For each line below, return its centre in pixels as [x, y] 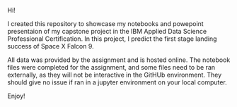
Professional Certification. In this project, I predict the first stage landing [112, 39]
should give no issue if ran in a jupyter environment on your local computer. [117, 82]
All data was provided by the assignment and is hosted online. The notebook [119, 60]
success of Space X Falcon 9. [51, 46]
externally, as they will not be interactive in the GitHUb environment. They [115, 75]
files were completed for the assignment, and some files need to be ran [111, 67]
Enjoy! [17, 96]
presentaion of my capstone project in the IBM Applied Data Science [107, 31]
